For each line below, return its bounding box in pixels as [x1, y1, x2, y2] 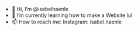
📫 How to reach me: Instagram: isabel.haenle [11, 18, 122, 25]
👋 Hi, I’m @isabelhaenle [11, 6, 69, 12]
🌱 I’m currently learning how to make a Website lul [11, 12, 133, 19]
